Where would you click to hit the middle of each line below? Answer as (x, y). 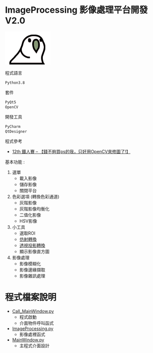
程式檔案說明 (31, 297)
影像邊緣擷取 (32, 270)
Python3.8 (15, 83)
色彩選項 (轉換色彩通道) (36, 196)
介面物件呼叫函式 (37, 323)
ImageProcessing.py (33, 328)
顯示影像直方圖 (34, 251)
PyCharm (13, 127)
